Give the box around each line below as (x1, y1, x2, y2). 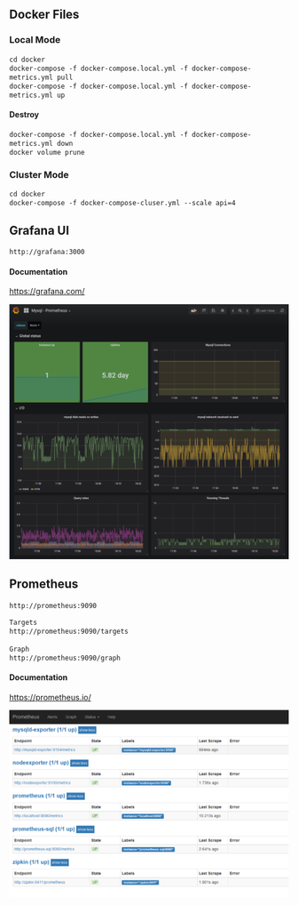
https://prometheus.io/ (9, 692, 91, 702)
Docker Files (9, 7, 80, 22)
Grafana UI (9, 222, 69, 238)
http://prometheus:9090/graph (9, 653, 122, 662)
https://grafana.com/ (9, 286, 85, 297)
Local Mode (9, 34, 61, 46)
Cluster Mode (9, 168, 69, 180)
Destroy (9, 109, 40, 120)
